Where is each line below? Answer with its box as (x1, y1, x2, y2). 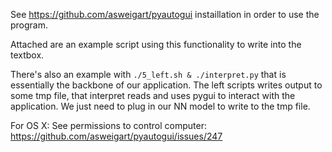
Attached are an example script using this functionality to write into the (10, 39, 302, 50)
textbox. (10, 49, 45, 61)
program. (10, 19, 49, 31)
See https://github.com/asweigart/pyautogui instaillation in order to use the (10, 9, 320, 20)
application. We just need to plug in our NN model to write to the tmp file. (10, 100, 311, 112)
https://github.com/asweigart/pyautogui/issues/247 (10, 130, 223, 142)
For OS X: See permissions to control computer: (10, 120, 207, 131)
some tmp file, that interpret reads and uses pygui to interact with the (10, 90, 296, 101)
